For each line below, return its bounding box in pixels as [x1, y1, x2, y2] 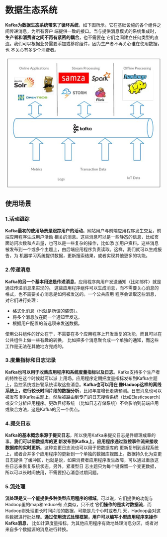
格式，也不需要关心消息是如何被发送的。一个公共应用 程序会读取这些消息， [5, 291, 159, 297]
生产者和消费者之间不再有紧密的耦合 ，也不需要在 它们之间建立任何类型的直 [5, 34, 159, 40]
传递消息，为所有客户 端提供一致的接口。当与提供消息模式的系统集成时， [9, 28, 159, 34]
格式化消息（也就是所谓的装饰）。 [12, 308, 81, 314]
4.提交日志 [5, 420, 31, 427]
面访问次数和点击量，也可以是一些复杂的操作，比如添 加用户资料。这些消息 [5, 240, 159, 246]
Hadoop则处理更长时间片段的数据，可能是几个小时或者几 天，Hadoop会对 [5, 508, 157, 514]
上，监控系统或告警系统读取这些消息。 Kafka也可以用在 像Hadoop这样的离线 [5, 381, 162, 387]
